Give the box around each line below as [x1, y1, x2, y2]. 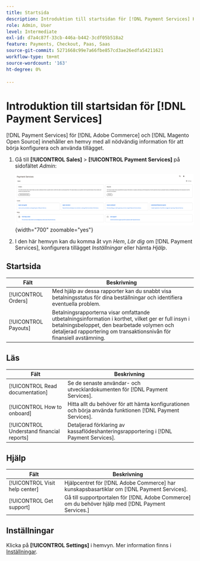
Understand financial [8, 428, 60, 435]
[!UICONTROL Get [8, 497, 54, 504]
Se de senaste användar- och [67, 379, 141, 386]
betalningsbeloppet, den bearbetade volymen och [52, 321, 174, 328]
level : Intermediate [6, 29, 58, 35]
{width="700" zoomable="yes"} [14, 226, 93, 233]
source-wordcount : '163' [6, 60, 68, 66]
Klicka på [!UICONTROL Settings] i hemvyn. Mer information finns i [6, 541, 171, 548]
